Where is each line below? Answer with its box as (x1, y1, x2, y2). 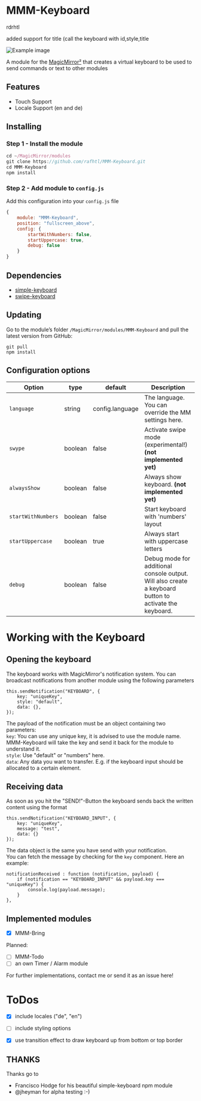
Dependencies (6, 270, 62, 280)
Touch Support (14, 98, 52, 105)
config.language (92, 404, 139, 413)
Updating (6, 310, 42, 320)
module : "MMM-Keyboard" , (17, 215, 79, 221)
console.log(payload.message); (28, 887, 106, 893)
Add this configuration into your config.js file (6, 198, 119, 205)
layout (144, 519, 162, 528)
